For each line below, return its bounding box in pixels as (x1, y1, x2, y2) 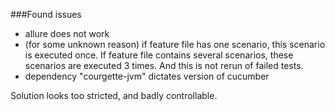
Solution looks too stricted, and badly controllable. (10, 90, 218, 101)
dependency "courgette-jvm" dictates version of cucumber (24, 70, 270, 82)
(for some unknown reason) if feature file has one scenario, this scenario (24, 39, 326, 50)
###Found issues (10, 9, 82, 20)
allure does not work (24, 28, 110, 39)
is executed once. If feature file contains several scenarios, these (24, 49, 294, 61)
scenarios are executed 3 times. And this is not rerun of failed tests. (24, 60, 304, 71)
